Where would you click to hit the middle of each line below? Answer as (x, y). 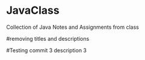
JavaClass (33, 10)
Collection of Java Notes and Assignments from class (73, 27)
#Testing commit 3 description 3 (47, 50)
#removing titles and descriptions (48, 38)
